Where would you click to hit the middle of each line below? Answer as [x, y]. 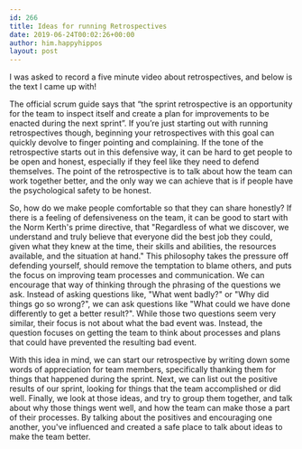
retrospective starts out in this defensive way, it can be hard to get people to [151, 152]
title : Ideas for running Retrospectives [88, 26]
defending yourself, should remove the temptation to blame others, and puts [151, 266]
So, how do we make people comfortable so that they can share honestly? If [151, 208]
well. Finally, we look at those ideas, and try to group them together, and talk [151, 398]
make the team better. [50, 437]
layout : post [34, 51]
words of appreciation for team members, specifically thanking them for [143, 369]
